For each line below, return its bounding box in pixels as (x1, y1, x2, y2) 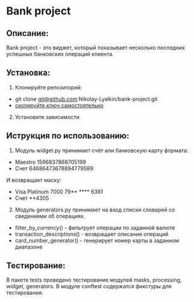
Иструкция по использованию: (6, 131, 130, 141)
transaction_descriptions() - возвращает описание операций (14, 230, 169, 238)
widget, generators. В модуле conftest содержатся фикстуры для (6, 283, 172, 290)
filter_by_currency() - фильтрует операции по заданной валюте (14, 224, 175, 231)
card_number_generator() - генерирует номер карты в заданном (14, 237, 179, 244)
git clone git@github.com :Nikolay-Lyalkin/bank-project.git (14, 95, 158, 103)
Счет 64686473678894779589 (14, 165, 94, 172)
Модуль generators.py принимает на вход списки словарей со (14, 206, 175, 213)
